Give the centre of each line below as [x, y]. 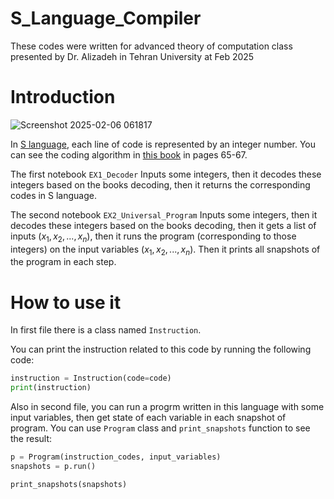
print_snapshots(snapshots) [69, 484]
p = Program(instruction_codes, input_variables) [116, 457]
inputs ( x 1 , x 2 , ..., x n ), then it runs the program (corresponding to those [153, 237]
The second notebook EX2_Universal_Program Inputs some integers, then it [164, 214]
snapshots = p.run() [53, 467]
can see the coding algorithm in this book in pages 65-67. [129, 154]
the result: [31, 439]
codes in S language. [54, 195]
